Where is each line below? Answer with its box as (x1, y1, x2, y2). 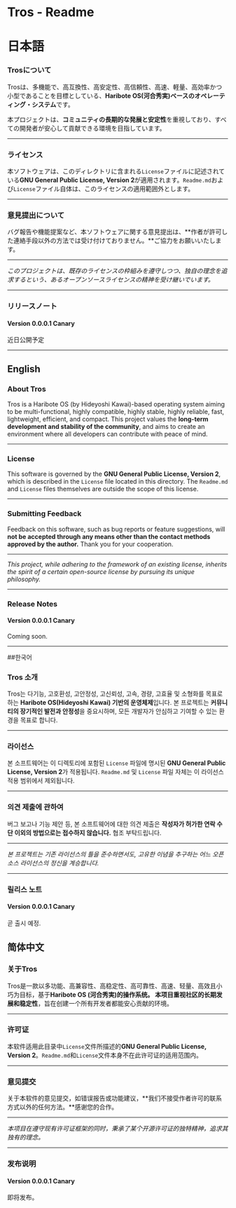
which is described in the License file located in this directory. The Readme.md (7, 477, 228, 486)
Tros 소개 (7, 672, 39, 682)
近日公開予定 (7, 336, 44, 344)
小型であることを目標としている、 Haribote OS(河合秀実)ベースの (7, 91, 195, 100)
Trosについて (7, 65, 52, 75)
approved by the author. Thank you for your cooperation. (7, 540, 174, 548)
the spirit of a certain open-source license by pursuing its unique (7, 567, 195, 576)
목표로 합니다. (20, 716, 58, 724)
